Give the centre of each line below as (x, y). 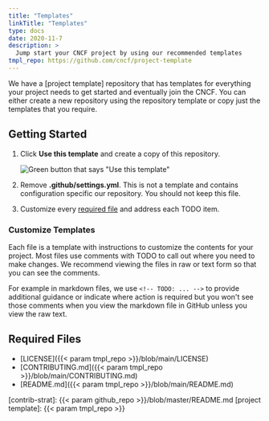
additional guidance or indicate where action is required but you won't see (131, 296)
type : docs (26, 31)
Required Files (45, 339)
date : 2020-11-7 (35, 38)
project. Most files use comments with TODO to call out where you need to (132, 255)
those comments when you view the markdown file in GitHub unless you (128, 305)
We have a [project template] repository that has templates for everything (130, 83)
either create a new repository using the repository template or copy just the (134, 100)
